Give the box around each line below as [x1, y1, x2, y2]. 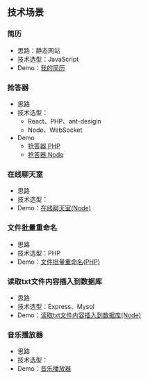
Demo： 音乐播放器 [17, 364, 72, 373]
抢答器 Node [27, 150, 64, 158]
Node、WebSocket [27, 126, 83, 134]
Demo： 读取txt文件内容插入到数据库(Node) [17, 311, 141, 319]
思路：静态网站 [17, 46, 60, 54]
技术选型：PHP [17, 249, 61, 257]
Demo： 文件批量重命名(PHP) [17, 258, 101, 266]
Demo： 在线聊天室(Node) [17, 204, 92, 212]
